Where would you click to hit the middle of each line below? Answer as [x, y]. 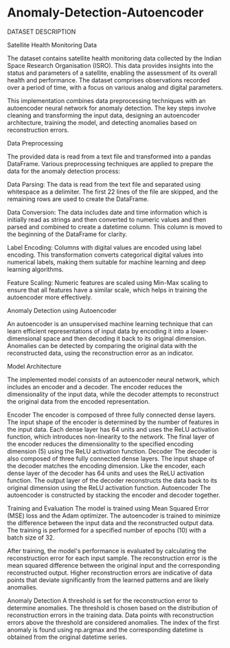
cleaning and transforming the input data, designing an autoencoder [104, 115]
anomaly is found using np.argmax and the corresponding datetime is [105, 629]
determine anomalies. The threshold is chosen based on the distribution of [113, 607]
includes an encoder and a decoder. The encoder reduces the [95, 386]
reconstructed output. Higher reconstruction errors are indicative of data [110, 572]
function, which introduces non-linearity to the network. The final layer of [111, 437]
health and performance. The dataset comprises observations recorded [108, 80]
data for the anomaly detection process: [64, 171]
